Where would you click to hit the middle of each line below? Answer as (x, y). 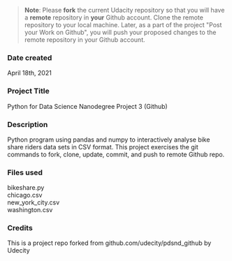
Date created (30, 57)
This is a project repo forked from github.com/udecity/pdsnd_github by (109, 243)
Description (28, 124)
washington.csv (30, 210)
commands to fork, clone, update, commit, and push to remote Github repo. (116, 154)
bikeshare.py (26, 188)
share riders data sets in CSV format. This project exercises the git (103, 147)
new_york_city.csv (34, 202)
